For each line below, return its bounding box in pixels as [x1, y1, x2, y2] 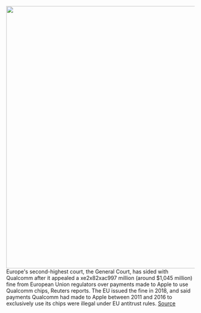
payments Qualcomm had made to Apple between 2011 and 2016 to [6, 294, 172, 300]
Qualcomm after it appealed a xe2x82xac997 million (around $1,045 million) [6, 275, 193, 281]
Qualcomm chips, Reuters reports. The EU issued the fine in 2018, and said [6, 287, 191, 294]
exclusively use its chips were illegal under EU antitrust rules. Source [6, 300, 176, 307]
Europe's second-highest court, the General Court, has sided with [6, 268, 169, 275]
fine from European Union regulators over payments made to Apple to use [6, 281, 188, 288]
